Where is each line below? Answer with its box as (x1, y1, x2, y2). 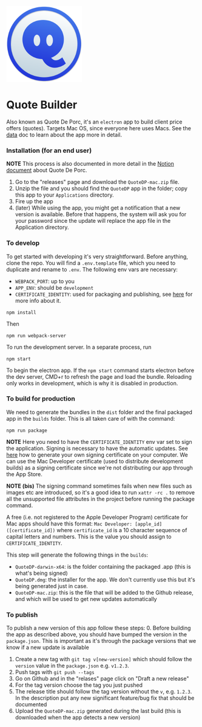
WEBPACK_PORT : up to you (15, 277, 75, 285)
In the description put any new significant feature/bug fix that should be (15, 694, 195, 702)
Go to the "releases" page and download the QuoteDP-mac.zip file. (15, 178, 180, 186)
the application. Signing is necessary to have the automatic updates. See (6, 444, 188, 452)
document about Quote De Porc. (6, 167, 87, 174)
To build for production (6, 395, 76, 403)
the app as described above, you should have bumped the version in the (6, 631, 187, 638)
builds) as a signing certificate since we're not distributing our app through (6, 464, 193, 471)
